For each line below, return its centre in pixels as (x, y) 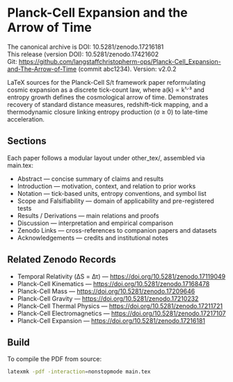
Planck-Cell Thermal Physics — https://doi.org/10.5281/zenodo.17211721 (120, 306)
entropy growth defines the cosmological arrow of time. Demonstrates (108, 97)
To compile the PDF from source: (55, 359)
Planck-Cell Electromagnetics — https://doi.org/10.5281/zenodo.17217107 (121, 313)
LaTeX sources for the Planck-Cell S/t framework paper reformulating (106, 82)
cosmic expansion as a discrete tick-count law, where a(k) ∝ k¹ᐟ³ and (106, 90)
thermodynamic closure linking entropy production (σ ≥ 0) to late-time (108, 112)
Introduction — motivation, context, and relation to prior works (106, 186)
